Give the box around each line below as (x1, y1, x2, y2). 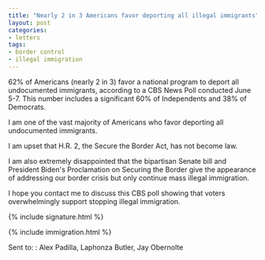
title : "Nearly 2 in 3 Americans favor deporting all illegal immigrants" (8, 11, 259, 20)
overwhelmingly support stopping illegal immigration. (8, 196, 181, 206)
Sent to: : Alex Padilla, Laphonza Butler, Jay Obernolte (8, 242, 184, 252)
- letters (8, 33, 41, 42)
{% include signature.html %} (8, 212, 104, 221)
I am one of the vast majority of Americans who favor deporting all (8, 117, 224, 127)
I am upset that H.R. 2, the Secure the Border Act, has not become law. (8, 141, 238, 150)
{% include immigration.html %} (8, 227, 112, 236)
